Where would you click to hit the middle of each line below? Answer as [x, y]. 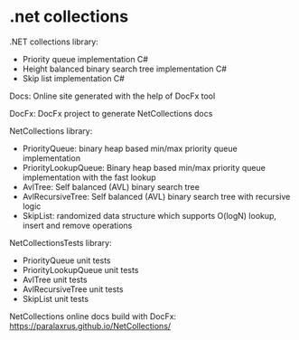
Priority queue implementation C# [85, 59]
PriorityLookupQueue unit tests [80, 269]
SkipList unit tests [55, 298]
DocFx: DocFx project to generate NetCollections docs [111, 113]
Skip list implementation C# [73, 78]
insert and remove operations [77, 225]
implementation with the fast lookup [89, 177]
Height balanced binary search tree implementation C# [125, 69]
